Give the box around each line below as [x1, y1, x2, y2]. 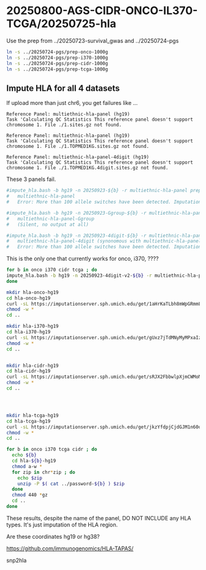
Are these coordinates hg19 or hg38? [6, 533, 100, 540]
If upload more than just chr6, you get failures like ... [6, 99, 138, 107]
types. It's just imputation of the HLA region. [6, 521, 118, 528]
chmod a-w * [12, 463, 43, 469]
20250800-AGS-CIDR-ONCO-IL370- [6, 4, 198, 18]
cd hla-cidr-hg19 [6, 368, 51, 374]
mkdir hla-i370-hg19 [6, 323, 59, 329]
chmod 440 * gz [12, 492, 48, 498]
